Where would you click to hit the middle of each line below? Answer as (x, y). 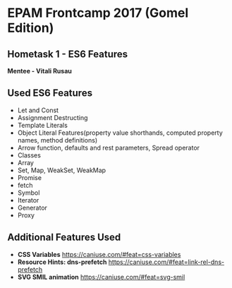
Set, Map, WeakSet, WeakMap (62, 170)
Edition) (31, 28)
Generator (32, 208)
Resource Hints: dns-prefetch (62, 262)
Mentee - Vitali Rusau (40, 71)
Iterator (28, 200)
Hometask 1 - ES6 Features (68, 54)
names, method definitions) (57, 140)
